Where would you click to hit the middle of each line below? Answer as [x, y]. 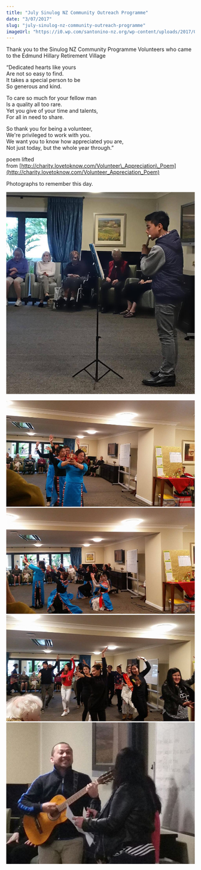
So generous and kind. [34, 86]
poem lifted [20, 159]
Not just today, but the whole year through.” [60, 148]
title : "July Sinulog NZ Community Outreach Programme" [77, 13]
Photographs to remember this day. [50, 184]
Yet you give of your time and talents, [52, 111]
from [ [14, 166]
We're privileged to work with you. [48, 135]
